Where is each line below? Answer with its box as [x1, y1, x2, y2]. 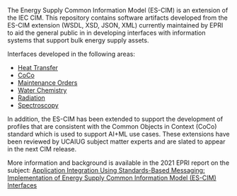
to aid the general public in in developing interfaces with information [7, 28, 207, 37]
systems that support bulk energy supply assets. [7, 36, 149, 45]
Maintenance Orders [17, 79, 78, 87]
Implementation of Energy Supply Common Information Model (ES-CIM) [7, 173, 217, 182]
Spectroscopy [17, 101, 59, 109]
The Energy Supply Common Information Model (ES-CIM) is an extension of [7, 6, 229, 14]
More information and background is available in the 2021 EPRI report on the [7, 158, 230, 167]
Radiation [17, 93, 46, 102]
